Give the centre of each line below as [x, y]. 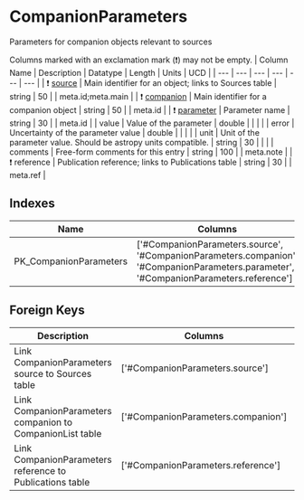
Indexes [33, 204]
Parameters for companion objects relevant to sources [111, 42]
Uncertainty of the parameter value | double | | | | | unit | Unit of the [135, 132]
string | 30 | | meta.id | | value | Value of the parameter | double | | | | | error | [152, 123]
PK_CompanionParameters [71, 261]
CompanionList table [58, 433]
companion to [43, 422]
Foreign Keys [47, 311]
